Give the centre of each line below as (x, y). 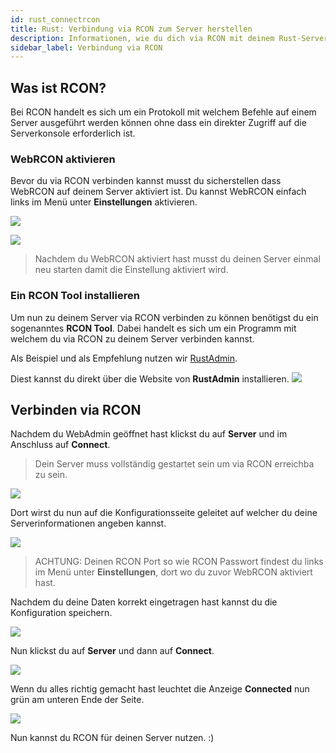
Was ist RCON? (58, 87)
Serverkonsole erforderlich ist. (73, 133)
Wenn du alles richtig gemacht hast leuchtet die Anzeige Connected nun (160, 689)
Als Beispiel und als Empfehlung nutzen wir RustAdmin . (124, 358)
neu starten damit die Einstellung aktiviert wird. (131, 270)
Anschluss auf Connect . (60, 445)
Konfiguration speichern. (61, 613)
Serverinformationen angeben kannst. (88, 523)
